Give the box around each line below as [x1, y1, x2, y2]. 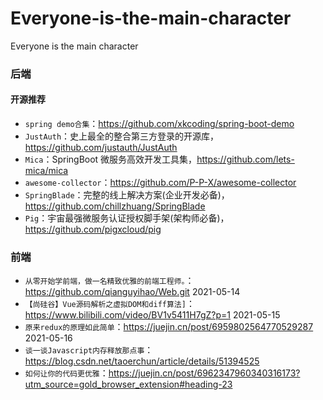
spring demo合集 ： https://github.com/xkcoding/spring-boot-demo [24, 118, 295, 130]
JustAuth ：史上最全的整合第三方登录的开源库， [24, 130, 220, 142]
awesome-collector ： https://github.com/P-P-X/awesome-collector [24, 177, 297, 189]
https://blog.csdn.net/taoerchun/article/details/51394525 [24, 355, 260, 367]
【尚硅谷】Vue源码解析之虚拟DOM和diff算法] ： [24, 298, 195, 310]
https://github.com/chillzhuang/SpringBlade [24, 200, 206, 212]
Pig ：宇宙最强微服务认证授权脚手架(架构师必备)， [24, 212, 230, 224]
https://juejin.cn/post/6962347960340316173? [108, 367, 301, 379]
